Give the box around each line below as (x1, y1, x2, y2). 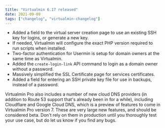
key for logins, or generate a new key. (12, 35, 89, 41)
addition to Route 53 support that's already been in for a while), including (5, 97, 154, 102)
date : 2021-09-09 (5, 12, 41, 17)
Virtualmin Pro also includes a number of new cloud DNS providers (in (5, 91, 147, 97)
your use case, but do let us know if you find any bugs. (5, 117, 117, 123)
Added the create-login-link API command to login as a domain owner (12, 61, 158, 67)
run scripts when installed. (12, 45, 66, 51)
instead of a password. (12, 82, 59, 88)
